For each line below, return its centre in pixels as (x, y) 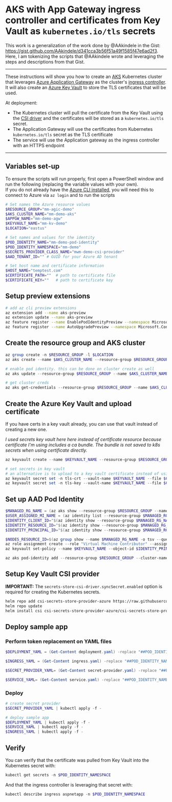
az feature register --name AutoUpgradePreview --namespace (71, 327)
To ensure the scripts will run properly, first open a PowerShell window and (84, 178)
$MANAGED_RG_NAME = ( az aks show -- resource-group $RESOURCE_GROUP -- (82, 511)
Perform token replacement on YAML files (58, 641)
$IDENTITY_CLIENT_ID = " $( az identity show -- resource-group (70, 520)
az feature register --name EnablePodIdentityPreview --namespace (78, 322)
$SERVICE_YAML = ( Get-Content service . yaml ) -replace (63, 680)
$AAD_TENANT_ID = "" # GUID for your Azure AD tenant (61, 257)
